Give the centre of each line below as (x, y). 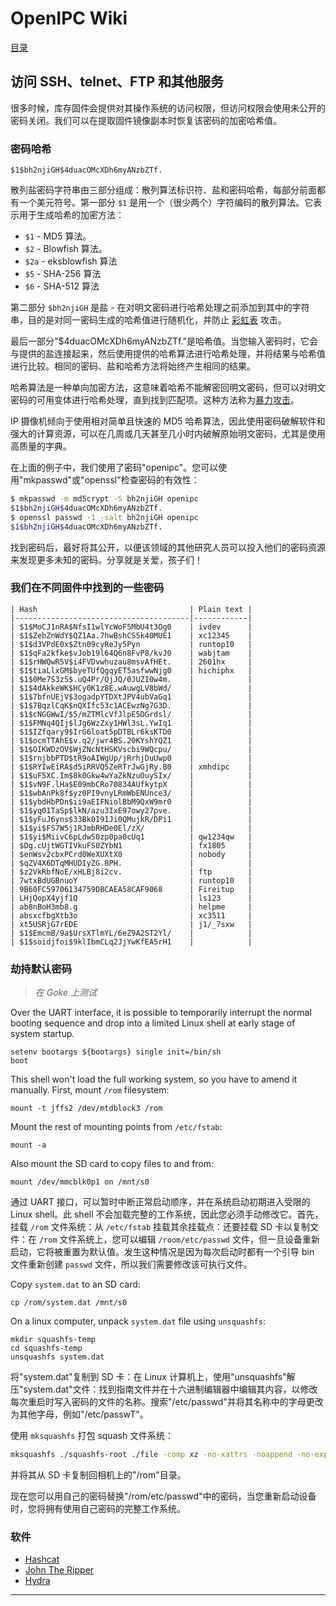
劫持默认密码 (41, 969)
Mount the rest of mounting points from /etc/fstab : (116, 1127)
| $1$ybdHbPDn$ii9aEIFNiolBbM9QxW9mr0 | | (131, 802)
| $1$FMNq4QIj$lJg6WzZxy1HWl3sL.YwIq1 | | (131, 723)
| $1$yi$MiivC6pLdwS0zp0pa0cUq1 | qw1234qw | (131, 837)
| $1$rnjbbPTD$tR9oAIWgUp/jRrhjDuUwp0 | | (131, 758)
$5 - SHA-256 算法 (63, 274)
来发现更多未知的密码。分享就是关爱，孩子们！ (106, 559)
